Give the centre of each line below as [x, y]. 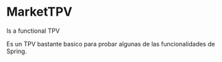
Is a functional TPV [33, 31]
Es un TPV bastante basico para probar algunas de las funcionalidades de [111, 44]
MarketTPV [39, 12]
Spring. [17, 51]
